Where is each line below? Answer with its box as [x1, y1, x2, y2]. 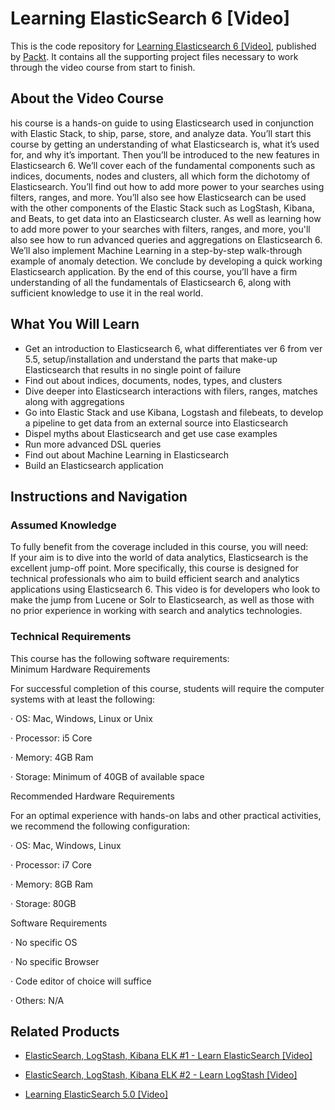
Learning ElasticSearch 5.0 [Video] [24, 1088, 169, 1101]
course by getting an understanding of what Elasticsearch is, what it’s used [10, 138, 320, 150]
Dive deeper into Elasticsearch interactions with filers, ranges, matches [24, 385, 318, 397]
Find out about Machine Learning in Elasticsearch [24, 448, 230, 461]
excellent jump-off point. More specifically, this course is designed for [10, 562, 299, 574]
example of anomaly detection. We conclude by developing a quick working [10, 255, 323, 267]
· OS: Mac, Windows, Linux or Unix [10, 712, 153, 724]
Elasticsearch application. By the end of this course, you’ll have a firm [10, 265, 298, 277]
